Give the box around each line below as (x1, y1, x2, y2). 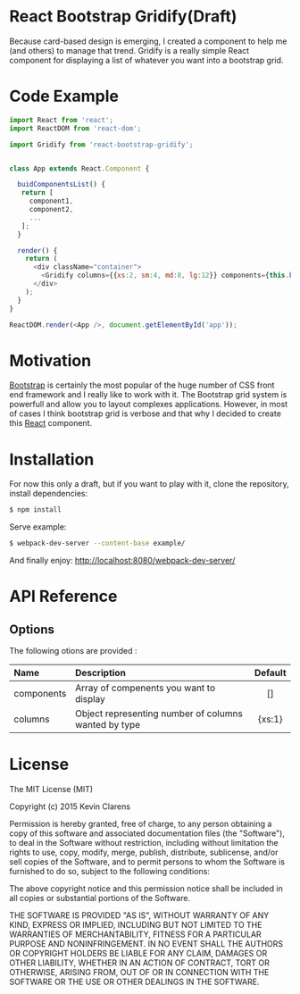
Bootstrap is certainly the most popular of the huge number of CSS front (9, 380, 275, 390)
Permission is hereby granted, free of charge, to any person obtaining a (9, 818, 272, 829)
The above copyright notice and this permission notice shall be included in (9, 882, 283, 894)
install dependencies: (9, 489, 87, 499)
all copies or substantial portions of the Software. (9, 892, 190, 903)
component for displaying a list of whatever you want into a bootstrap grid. (9, 54, 284, 65)
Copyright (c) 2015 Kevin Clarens (9, 801, 131, 812)
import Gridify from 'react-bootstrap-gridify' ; (9, 140, 194, 149)
